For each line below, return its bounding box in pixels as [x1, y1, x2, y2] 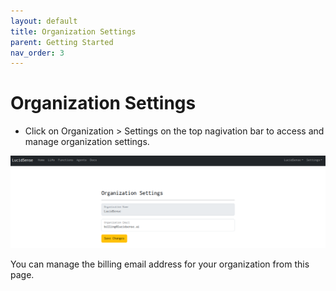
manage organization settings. [24, 136, 150, 148]
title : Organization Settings [10, 26, 137, 37]
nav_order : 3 [10, 48, 65, 58]
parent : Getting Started [10, 37, 114, 47]
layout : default [10, 16, 78, 26]
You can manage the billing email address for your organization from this [10, 258, 310, 270]
